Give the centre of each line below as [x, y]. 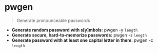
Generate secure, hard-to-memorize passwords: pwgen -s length [79, 35]
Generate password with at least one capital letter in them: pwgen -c [82, 40]
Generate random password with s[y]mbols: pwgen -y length [75, 30]
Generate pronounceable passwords [53, 20]
